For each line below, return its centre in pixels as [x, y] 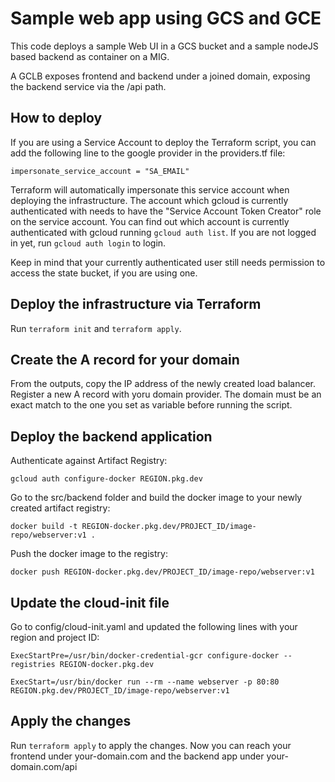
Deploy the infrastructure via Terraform [136, 304]
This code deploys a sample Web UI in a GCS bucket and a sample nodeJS [164, 46]
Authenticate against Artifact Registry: [89, 461]
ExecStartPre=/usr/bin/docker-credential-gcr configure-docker [145, 656]
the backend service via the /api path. [88, 86]
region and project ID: [55, 637]
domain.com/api [44, 766]
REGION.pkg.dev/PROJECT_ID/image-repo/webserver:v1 [120, 691]
